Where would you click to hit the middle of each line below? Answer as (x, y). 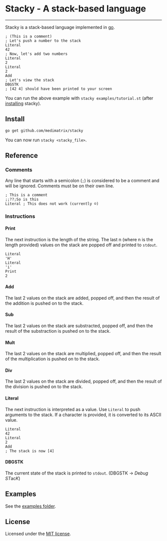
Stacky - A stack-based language (76, 9)
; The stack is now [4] (30, 451)
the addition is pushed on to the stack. (44, 303)
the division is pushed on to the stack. (44, 387)
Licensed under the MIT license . (38, 534)
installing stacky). (23, 103)
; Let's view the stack (30, 80)
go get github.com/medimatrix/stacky (44, 130)
